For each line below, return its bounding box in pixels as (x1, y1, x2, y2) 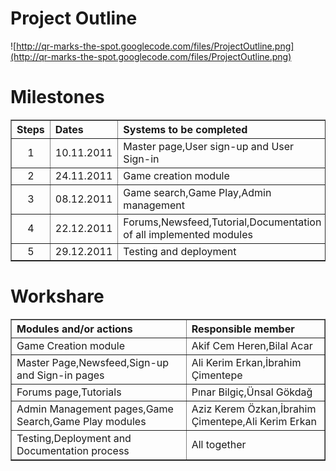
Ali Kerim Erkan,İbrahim (191, 355, 302, 369)
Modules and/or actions (16, 322, 133, 336)
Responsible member (191, 322, 295, 336)
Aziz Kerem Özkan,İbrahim (191, 402, 317, 416)
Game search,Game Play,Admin (123, 185, 272, 199)
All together (191, 437, 247, 451)
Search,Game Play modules (16, 414, 147, 428)
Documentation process (16, 443, 130, 457)
